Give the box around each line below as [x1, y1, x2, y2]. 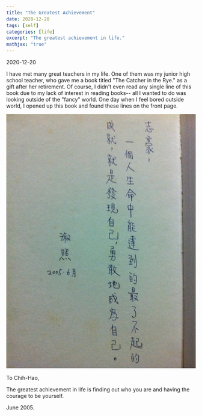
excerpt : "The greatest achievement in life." [6, 35, 125, 41]
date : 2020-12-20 [6, 16, 50, 22]
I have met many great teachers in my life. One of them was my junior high [6, 70, 191, 78]
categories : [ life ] [6, 29, 55, 35]
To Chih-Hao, [6, 374, 40, 381]
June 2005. [6, 403, 35, 411]
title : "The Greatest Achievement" [6, 10, 96, 16]
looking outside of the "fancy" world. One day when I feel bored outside [6, 96, 185, 103]
